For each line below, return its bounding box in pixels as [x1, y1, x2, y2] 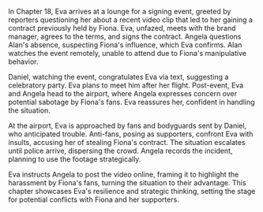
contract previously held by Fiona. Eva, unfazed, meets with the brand [8, 24, 236, 32]
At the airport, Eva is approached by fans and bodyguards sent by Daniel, [8, 121, 247, 130]
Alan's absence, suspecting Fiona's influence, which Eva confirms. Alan [8, 40, 242, 50]
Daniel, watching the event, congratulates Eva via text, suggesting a [8, 73, 229, 81]
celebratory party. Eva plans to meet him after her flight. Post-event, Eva [8, 80, 244, 90]
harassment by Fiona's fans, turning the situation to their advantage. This [8, 178, 246, 188]
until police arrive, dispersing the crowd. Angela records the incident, [8, 146, 233, 155]
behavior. [8, 57, 39, 66]
